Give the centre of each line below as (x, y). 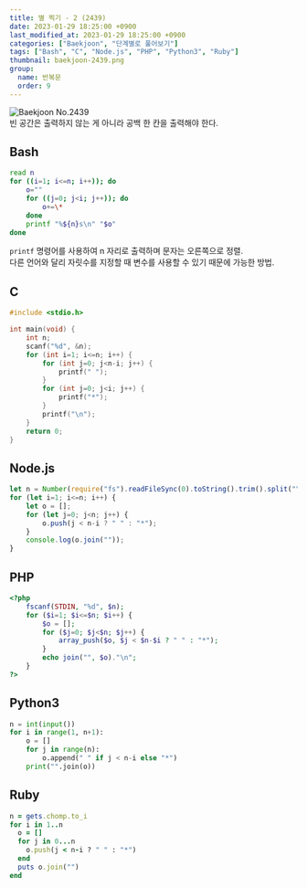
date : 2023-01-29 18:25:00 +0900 (73, 26)
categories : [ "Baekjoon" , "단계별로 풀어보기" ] (94, 43)
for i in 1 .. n (37, 825)
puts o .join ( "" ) (48, 867)
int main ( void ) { (42, 330)
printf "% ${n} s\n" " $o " (71, 224)
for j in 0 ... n (47, 841)
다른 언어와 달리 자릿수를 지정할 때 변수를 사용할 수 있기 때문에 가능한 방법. (142, 262)
